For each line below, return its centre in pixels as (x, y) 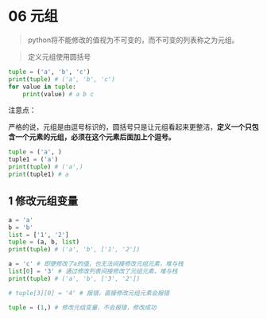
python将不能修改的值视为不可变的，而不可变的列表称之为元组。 (133, 40)
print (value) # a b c (58, 94)
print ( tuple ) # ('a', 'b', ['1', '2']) (74, 250)
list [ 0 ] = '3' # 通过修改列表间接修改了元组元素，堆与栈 (93, 271)
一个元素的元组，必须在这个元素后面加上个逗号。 (95, 137)
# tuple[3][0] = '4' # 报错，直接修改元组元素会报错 (89, 293)
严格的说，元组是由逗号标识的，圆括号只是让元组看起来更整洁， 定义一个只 (130, 127)
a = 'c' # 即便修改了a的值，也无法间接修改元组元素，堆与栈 (96, 264)
